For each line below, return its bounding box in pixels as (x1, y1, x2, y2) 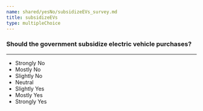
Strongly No (14, 59, 45, 66)
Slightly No (14, 72, 43, 79)
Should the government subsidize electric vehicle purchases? (6, 40, 192, 48)
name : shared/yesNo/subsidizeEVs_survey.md (6, 8, 118, 15)
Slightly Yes (14, 85, 45, 92)
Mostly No (14, 66, 41, 73)
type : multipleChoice (6, 20, 61, 26)
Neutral (14, 78, 34, 86)
